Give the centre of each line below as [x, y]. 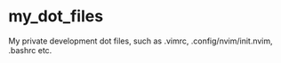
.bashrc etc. [30, 50]
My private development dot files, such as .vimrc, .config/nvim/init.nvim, [140, 41]
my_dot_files [56, 16]
